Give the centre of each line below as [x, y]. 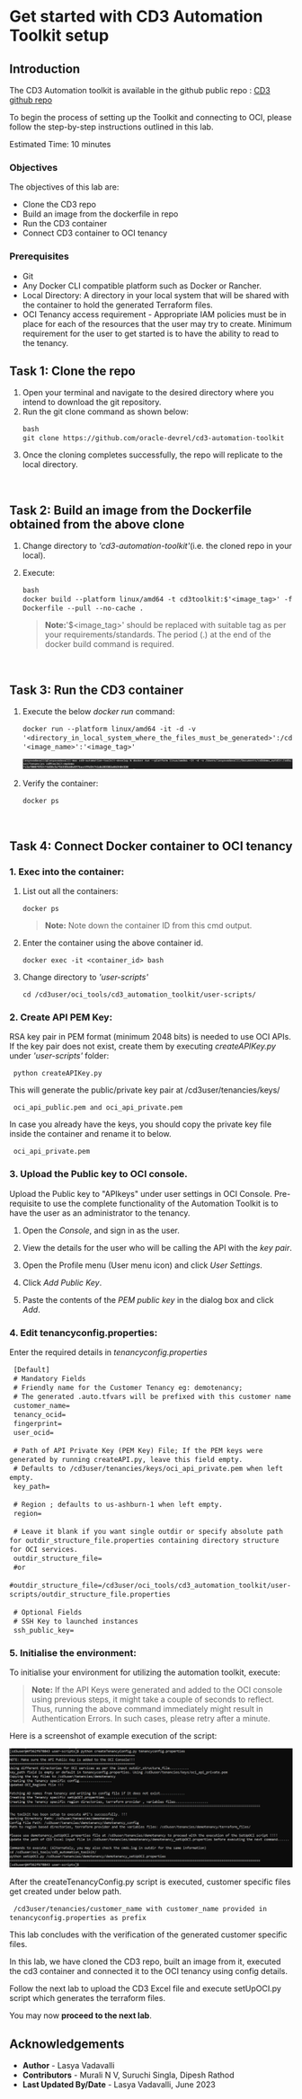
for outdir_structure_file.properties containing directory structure [144, 1540]
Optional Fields [52, 1612]
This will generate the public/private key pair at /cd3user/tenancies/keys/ [145, 1090]
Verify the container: [60, 784]
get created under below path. [66, 1891]
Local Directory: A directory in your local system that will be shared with [155, 295]
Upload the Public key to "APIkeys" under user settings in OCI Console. [141, 1193]
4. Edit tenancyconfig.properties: [84, 1333]
